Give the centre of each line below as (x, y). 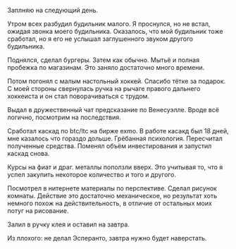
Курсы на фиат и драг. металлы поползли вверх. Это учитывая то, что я (115, 167)
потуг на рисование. (38, 211)
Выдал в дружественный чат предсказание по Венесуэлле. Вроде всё (113, 110)
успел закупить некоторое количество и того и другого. (92, 175)
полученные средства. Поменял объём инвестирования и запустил (110, 146)
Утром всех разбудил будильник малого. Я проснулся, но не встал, (109, 24)
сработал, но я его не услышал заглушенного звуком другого (100, 39)
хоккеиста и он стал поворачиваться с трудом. (79, 96)
